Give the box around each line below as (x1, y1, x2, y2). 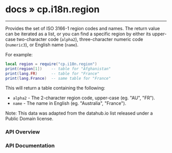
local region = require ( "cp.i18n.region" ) (5, 61, 97, 67)
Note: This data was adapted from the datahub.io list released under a (5, 110, 153, 116)
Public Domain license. (5, 116, 54, 122)
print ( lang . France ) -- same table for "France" (5, 76, 111, 81)
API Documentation (5, 142, 55, 149)
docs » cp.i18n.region (5, 4, 100, 15)
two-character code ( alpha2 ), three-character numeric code (16, 36, 143, 42)
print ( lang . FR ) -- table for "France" (5, 71, 100, 76)
